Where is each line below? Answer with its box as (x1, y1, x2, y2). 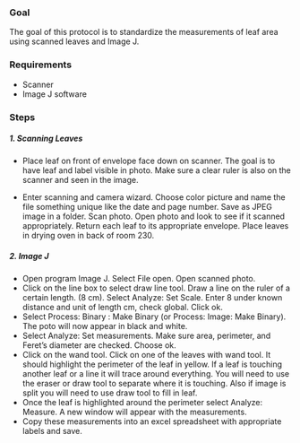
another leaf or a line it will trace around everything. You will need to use (21, 369, 290, 379)
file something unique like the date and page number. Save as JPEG (21, 202, 273, 213)
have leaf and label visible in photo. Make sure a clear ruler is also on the (21, 165, 291, 176)
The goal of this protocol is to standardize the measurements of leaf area (9, 27, 279, 38)
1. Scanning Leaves (9, 133, 83, 144)
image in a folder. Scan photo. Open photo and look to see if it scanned (21, 211, 285, 221)
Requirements (9, 58, 73, 71)
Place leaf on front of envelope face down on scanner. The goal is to (21, 155, 276, 167)
